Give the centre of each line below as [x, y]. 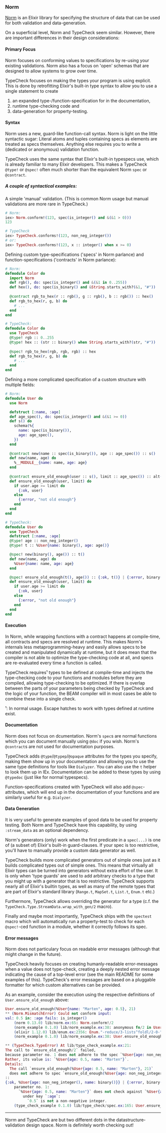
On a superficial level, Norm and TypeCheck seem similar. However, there [80, 33]
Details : [14, 1064]
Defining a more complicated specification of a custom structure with [76, 379]
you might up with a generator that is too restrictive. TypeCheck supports [80, 881]
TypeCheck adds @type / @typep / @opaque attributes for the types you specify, [82, 756]
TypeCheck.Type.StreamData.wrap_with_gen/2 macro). [59, 907]
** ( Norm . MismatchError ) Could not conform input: [58, 1014]
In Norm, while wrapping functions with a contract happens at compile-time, [83, 636]
